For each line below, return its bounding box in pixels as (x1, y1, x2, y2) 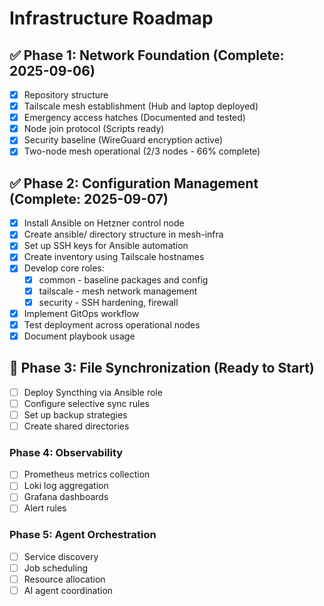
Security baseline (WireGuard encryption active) (23, 134, 224, 146)
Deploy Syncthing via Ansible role (23, 386, 163, 398)
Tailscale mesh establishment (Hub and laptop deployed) (23, 100, 259, 112)
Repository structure (23, 89, 109, 101)
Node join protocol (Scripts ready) (23, 123, 165, 135)
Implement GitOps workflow (23, 307, 140, 319)
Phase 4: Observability (9, 445, 124, 459)
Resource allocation (23, 573, 106, 585)
